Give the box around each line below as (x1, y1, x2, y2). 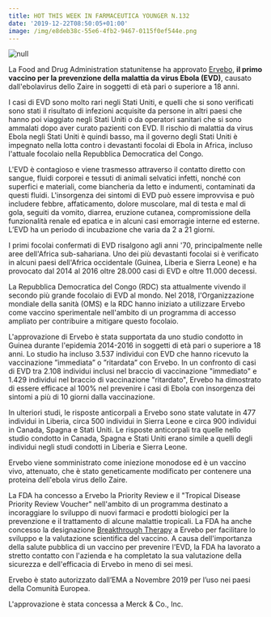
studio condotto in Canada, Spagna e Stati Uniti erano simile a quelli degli (8, 433, 253, 443)
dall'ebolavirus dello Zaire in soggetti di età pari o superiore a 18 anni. (8, 82, 240, 91)
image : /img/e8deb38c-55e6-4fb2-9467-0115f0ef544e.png (8, 27, 197, 35)
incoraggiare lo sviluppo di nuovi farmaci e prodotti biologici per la (8, 508, 229, 518)
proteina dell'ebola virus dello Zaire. (8, 475, 128, 485)
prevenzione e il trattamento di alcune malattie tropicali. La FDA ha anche (8, 517, 252, 526)
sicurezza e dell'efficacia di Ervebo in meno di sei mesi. (8, 560, 193, 569)
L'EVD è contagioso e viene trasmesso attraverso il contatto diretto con (8, 165, 245, 175)
